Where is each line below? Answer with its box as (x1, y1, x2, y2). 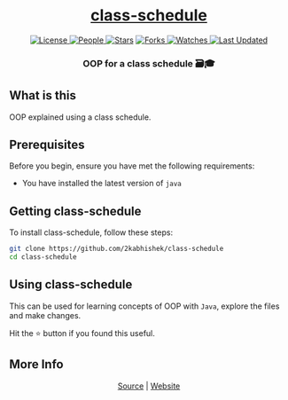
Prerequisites (9, 137, 85, 153)
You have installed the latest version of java (21, 178, 182, 189)
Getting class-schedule (9, 203, 142, 218)
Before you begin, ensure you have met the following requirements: (9, 161, 255, 171)
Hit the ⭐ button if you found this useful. (9, 327, 155, 338)
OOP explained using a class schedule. (9, 112, 152, 122)
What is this (9, 88, 77, 103)
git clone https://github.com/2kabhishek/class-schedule (9, 245, 224, 254)
